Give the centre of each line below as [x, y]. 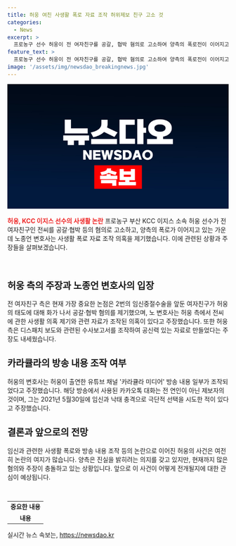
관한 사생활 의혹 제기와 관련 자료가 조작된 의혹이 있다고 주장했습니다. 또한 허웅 [121, 321]
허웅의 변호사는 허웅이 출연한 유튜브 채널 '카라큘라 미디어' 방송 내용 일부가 [108, 381]
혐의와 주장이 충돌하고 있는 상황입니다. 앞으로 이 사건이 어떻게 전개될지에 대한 [113, 468]
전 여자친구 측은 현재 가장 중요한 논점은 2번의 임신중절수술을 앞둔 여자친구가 [111, 304]
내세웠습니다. [38, 339]
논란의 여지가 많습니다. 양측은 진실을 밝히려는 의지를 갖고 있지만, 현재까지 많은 [121, 459]
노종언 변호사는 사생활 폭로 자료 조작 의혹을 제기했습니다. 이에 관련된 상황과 [118, 239]
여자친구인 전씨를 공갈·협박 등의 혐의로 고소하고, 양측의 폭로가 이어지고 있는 [110, 230]
